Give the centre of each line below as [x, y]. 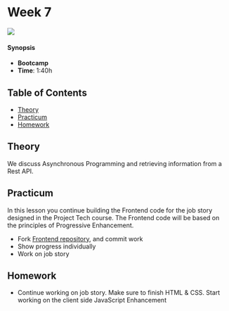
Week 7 [30, 12]
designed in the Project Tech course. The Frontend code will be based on [113, 217]
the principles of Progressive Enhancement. [71, 225]
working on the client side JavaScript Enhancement [92, 300]
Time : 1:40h [35, 70]
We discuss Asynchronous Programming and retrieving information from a [115, 163]
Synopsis [21, 47]
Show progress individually [57, 246]
